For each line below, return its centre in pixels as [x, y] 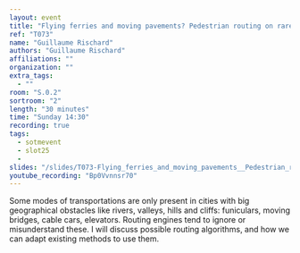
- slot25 [33, 150]
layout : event [36, 17]
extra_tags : [31, 76]
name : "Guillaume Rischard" [62, 42]
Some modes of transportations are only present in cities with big [129, 201]
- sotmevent [40, 142]
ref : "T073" [31, 34]
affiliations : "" [42, 59]
